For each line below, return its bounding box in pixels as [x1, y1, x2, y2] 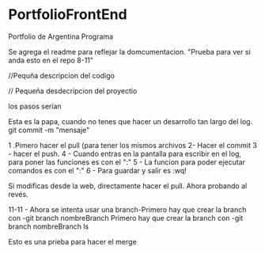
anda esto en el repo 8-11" [8, 55, 93, 65]
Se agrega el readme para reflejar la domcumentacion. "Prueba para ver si [8, 47, 251, 56]
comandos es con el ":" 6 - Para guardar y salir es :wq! [8, 165, 187, 175]
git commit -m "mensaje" [8, 125, 90, 135]
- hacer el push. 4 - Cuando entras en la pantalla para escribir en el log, [8, 149, 242, 158]
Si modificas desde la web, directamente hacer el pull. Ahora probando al [8, 180, 248, 191]
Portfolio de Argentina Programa [8, 32, 113, 41]
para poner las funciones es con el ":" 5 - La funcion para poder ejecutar [8, 157, 246, 167]
